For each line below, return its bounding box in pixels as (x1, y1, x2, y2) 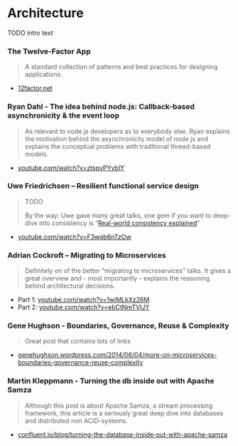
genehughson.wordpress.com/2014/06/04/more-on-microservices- (17, 351, 217, 359)
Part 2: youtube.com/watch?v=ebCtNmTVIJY (17, 303, 150, 311)
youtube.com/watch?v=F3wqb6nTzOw (17, 232, 131, 241)
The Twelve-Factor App (7, 46, 91, 56)
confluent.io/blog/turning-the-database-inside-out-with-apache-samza (17, 430, 228, 439)
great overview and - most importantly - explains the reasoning (24, 274, 210, 283)
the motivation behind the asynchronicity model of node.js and (24, 134, 208, 143)
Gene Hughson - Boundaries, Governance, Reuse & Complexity (7, 321, 229, 331)
